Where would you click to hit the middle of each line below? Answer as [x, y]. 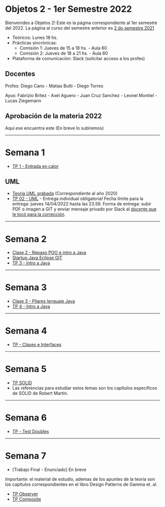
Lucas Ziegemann [23, 101]
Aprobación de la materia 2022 [54, 116]
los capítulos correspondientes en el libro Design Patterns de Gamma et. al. [81, 484]
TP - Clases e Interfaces [37, 345]
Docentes [20, 74]
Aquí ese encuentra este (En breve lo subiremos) [55, 128]
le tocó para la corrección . [39, 214]
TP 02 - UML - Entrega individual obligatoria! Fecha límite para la [78, 199]
